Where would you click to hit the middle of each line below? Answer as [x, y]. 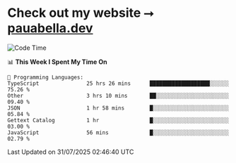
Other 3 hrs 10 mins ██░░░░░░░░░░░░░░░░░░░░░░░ [118, 96]
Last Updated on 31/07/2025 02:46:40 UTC [71, 152]
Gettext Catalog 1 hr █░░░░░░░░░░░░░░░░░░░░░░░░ [118, 120]
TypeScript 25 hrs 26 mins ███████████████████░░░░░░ [118, 83]
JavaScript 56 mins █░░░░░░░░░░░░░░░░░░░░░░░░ [118, 132]
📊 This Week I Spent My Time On [57, 62]
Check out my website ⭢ [81, 13]
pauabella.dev [50, 28]
